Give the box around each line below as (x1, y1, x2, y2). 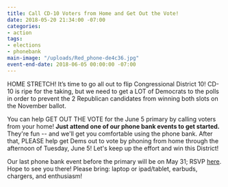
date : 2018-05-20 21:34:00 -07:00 (7, 16, 106, 23)
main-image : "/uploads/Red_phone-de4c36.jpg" (7, 55, 139, 62)
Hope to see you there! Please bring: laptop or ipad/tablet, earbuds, (7, 164, 198, 173)
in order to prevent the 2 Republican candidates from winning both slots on (7, 94, 218, 103)
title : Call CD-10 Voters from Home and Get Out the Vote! (7, 10, 179, 17)
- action (7, 29, 32, 36)
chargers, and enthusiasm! (7, 172, 83, 180)
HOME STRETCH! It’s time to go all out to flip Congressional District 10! (7, 79, 207, 88)
